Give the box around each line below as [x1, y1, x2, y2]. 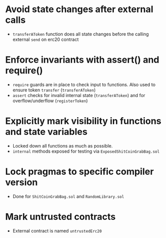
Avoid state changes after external [5, 4, 153, 15]
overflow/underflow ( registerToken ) [12, 98, 88, 104]
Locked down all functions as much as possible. [12, 142, 113, 149]
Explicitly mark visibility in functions [5, 115, 162, 127]
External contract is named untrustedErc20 [12, 227, 102, 233]
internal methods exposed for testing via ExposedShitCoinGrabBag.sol [12, 148, 160, 154]
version [5, 177, 38, 188]
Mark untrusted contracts [5, 211, 116, 222]
